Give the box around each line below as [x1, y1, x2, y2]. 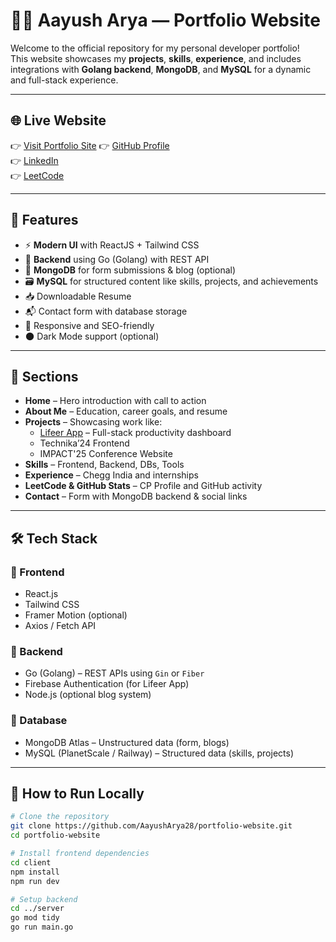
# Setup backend [10, 894, 78, 904]
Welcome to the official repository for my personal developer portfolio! [10, 42, 300, 54]
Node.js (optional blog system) [24, 689, 152, 701]
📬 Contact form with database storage [24, 305, 188, 317]
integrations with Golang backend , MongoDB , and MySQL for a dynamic [10, 63, 312, 75]
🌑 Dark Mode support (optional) [24, 330, 160, 342]
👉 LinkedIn [10, 154, 59, 166]
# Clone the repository [10, 812, 110, 822]
